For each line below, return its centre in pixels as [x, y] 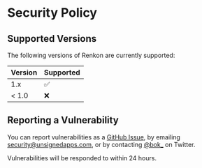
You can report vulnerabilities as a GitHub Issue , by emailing [94, 137]
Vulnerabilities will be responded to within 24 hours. [82, 158]
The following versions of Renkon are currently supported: [91, 55]
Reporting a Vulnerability [63, 120]
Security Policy [52, 13]
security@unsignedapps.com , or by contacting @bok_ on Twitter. [101, 144]
